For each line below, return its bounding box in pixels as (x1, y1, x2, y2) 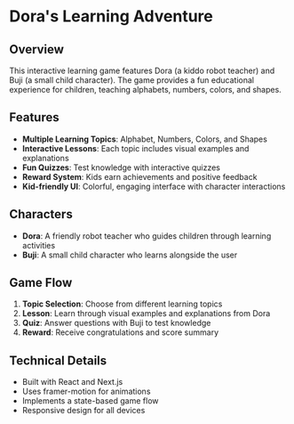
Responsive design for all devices (21, 405, 146, 416)
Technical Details (9, 353, 107, 368)
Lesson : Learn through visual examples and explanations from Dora (21, 308, 271, 319)
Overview (9, 42, 65, 57)
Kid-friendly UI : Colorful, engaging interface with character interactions (21, 181, 286, 192)
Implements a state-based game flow (21, 395, 159, 406)
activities (21, 240, 56, 250)
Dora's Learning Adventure (9, 6, 213, 27)
